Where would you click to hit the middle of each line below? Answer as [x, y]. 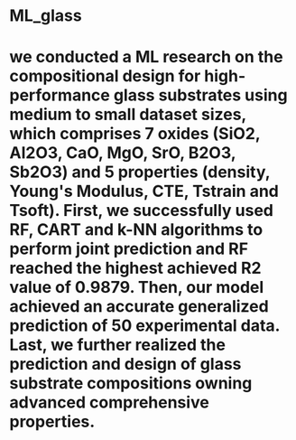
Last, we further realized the [117, 345]
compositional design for [105, 76]
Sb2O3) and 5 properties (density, [140, 172]
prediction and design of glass [125, 365]
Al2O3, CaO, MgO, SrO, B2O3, [123, 153]
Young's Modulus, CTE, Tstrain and [144, 192]
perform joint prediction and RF [129, 249]
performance [60, 95]
